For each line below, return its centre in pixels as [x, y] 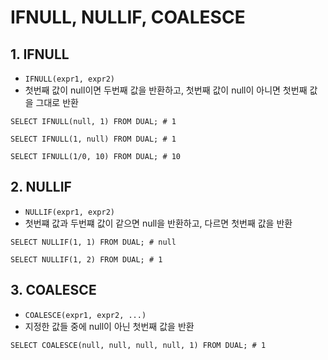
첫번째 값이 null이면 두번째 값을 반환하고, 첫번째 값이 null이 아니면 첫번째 [166, 90]
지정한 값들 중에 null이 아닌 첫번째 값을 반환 [109, 326]
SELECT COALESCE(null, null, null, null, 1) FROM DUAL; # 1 [138, 345]
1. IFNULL [40, 54]
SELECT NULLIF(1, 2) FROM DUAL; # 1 [86, 259]
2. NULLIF [41, 187]
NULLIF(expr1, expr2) [69, 212]
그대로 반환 [57, 102]
